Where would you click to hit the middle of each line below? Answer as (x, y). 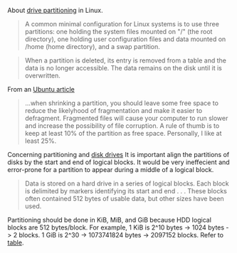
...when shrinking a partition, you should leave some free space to (122, 103)
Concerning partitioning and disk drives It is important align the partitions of (118, 155)
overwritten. (42, 75)
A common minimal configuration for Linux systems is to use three (122, 24)
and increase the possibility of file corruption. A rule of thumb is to (122, 126)
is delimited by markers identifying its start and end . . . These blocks (126, 191)
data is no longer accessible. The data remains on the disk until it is (123, 68)
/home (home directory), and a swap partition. (92, 47)
